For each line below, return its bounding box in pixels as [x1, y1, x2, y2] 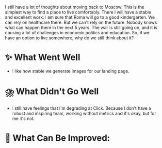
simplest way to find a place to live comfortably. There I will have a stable [5, 9, 151, 15]
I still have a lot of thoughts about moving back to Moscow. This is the [5, 4, 145, 10]
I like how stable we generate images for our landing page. [12, 68, 130, 74]
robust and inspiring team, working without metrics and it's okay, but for [12, 110, 156, 116]
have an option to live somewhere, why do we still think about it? [5, 35, 134, 41]
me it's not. [12, 116, 35, 121]
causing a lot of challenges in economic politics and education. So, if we [5, 30, 149, 35]
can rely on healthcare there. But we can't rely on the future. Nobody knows [5, 19, 157, 25]
